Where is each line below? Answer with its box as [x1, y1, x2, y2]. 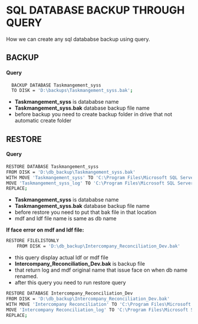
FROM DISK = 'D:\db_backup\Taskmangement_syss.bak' [6, 169, 136, 175]
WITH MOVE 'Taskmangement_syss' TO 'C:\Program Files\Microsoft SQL [6, 174, 178, 180]
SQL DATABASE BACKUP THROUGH [6, 4, 185, 17]
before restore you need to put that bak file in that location [14, 209, 157, 216]
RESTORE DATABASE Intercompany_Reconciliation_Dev [6, 290, 133, 296]
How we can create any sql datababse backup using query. [6, 35, 150, 42]
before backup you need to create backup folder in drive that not [14, 111, 173, 118]
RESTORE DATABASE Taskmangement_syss [6, 163, 99, 170]
